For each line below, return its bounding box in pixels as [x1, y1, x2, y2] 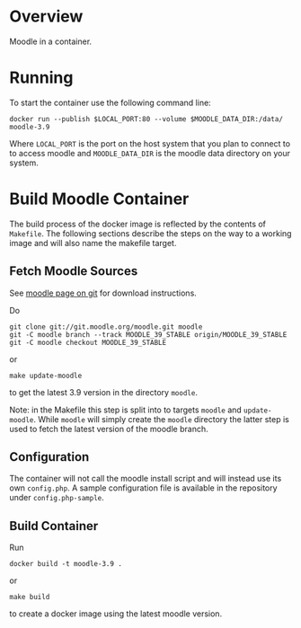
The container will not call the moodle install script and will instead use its [9, 473, 282, 484]
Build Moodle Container [9, 189, 190, 209]
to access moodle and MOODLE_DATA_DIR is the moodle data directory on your [9, 147, 290, 158]
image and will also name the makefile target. [9, 237, 177, 248]
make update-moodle [9, 371, 83, 380]
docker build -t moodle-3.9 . [9, 560, 123, 569]
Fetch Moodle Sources [9, 263, 138, 279]
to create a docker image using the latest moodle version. [9, 608, 223, 619]
